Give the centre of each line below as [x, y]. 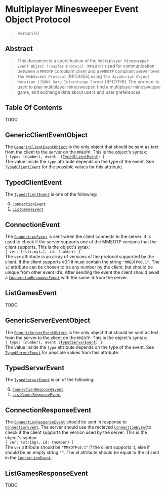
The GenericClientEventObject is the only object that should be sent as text [82, 147]
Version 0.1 [28, 33]
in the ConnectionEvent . [29, 458]
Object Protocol [38, 19]
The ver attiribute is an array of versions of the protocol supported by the [80, 257]
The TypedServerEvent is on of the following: [50, 380]
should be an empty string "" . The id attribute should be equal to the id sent [82, 453]
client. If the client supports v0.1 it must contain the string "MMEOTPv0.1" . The [82, 262]
